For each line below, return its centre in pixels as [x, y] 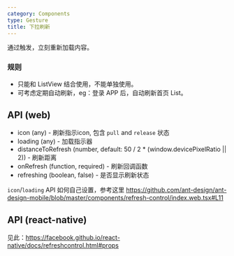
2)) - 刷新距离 [37, 157]
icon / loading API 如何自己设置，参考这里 [66, 190]
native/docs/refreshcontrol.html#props [63, 246]
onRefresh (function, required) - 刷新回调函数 [82, 166]
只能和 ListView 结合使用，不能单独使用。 [77, 84]
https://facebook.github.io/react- [73, 238]
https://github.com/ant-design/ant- [176, 190]
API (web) [29, 115]
